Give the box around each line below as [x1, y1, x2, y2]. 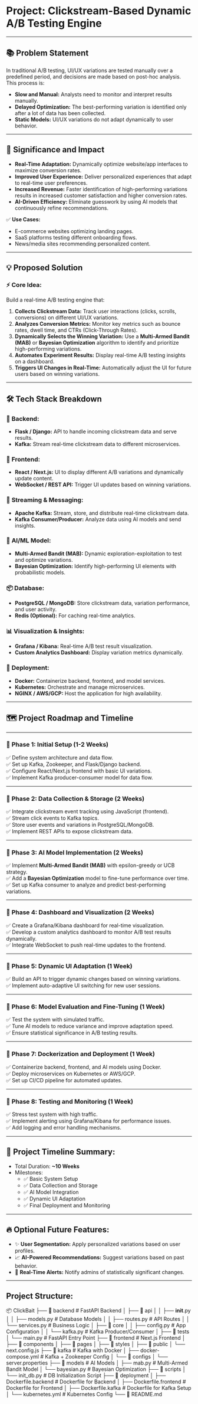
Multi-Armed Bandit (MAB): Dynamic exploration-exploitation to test [14, 550, 182, 557]
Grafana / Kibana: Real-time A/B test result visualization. [14, 643, 153, 650]
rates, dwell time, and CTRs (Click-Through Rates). [14, 326, 138, 334]
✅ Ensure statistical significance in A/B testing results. [6, 1029, 138, 1036]
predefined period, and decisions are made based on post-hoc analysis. [6, 73, 181, 80]
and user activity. [14, 606, 57, 613]
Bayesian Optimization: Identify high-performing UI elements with [14, 562, 177, 570]
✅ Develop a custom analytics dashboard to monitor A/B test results [6, 928, 171, 935]
